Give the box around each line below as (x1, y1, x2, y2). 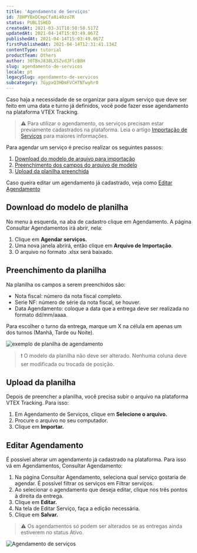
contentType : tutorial (6, 47, 62, 53)
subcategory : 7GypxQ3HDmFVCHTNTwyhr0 (6, 80, 99, 86)
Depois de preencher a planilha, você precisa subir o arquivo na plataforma (6, 393, 189, 400)
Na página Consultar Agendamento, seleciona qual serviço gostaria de (14, 473, 186, 481)
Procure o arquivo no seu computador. (14, 417, 108, 424)
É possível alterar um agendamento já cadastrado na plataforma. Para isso (6, 456, 186, 463)
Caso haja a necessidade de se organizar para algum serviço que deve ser (6, 96, 187, 103)
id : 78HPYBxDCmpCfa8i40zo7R (6, 14, 75, 20)
